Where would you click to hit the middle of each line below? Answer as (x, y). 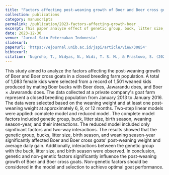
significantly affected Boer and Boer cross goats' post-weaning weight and (83, 140)
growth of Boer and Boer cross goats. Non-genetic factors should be (76, 162)
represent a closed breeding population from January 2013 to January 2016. (84, 98)
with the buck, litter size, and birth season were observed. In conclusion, (80, 151)
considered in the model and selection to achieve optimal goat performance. (84, 167)
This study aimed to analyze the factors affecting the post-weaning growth (83, 71)
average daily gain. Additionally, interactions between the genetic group (80, 146)
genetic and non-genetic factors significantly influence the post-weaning (81, 156)
